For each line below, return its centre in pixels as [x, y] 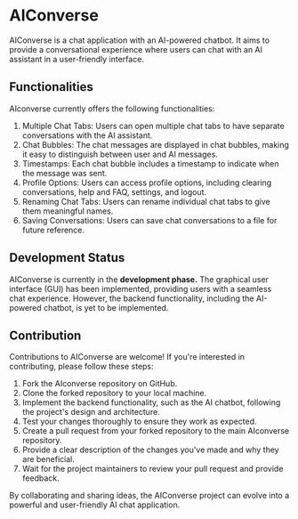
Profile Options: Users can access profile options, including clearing [147, 182]
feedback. [40, 478]
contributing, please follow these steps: [81, 367]
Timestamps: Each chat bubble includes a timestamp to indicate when [150, 163]
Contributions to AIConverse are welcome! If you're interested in [127, 357]
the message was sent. [64, 173]
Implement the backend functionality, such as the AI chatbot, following [151, 402]
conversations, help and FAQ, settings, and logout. [114, 191]
